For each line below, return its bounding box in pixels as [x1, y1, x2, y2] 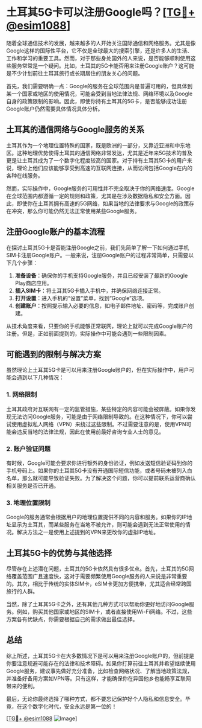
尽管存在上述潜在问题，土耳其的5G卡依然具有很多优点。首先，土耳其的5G [6, 565, 189, 572]
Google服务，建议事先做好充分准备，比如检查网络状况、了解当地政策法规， [6, 667, 193, 674]
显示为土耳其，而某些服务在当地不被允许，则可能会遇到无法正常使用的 [11, 521, 185, 528]
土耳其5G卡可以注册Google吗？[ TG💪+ [6, 5, 195, 19]
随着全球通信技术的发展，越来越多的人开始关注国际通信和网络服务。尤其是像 [6, 39, 196, 46]
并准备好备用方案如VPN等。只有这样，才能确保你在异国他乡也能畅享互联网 [6, 674, 191, 682]
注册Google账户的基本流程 [6, 227, 105, 237]
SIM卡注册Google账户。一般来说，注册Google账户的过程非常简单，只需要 [6, 251, 189, 258]
